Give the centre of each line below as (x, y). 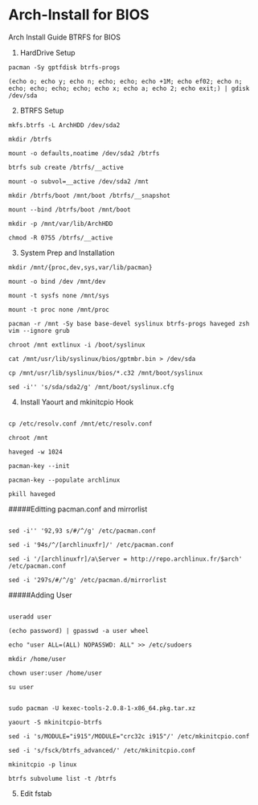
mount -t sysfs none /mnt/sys (59, 295)
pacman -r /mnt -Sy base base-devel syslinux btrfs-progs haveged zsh (129, 323)
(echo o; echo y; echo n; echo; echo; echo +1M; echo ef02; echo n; (125, 81)
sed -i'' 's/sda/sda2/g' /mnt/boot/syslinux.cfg (91, 387)
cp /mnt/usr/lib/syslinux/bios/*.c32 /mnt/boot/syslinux (106, 373)
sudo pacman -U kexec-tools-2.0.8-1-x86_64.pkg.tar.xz (102, 708)
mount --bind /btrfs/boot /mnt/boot (70, 209)
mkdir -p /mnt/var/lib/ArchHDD (61, 224)
